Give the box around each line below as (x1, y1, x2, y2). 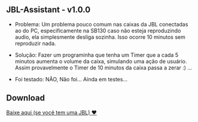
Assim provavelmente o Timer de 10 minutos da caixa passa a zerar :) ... (14, 64, 193, 71)
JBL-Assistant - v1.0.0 (6, 5, 91, 15)
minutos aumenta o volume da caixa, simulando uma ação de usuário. (14, 57, 187, 65)
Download (6, 93, 45, 103)
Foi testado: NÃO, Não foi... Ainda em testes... (14, 75, 128, 83)
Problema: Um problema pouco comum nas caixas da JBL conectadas (14, 20, 188, 28)
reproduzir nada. (14, 39, 56, 47)
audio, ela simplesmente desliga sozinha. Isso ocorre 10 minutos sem (14, 33, 185, 41)
